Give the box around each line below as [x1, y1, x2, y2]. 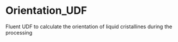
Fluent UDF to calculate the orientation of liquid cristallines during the [5, 23, 173, 30]
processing [5, 29, 33, 36]
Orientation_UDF [5, 4, 88, 17]
